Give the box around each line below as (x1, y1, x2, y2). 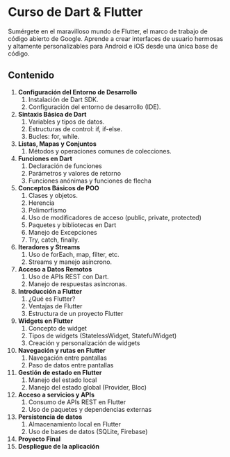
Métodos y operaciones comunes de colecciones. (28, 147, 172, 155)
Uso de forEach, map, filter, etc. (28, 250, 120, 258)
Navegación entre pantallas (28, 354, 107, 362)
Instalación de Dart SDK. (28, 95, 99, 103)
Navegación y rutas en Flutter (17, 346, 106, 354)
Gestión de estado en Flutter (17, 368, 102, 376)
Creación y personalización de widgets (28, 338, 140, 347)
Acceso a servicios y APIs (17, 390, 95, 399)
